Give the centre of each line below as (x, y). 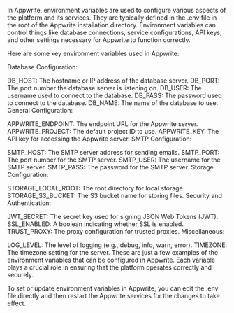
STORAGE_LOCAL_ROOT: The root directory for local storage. (96, 188)
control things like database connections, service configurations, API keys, (115, 32)
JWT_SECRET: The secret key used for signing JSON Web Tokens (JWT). (113, 217)
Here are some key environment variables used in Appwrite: (93, 53)
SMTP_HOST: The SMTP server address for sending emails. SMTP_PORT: (114, 152)
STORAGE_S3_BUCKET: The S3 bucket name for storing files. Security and (115, 196)
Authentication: (29, 203)
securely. (20, 275)
